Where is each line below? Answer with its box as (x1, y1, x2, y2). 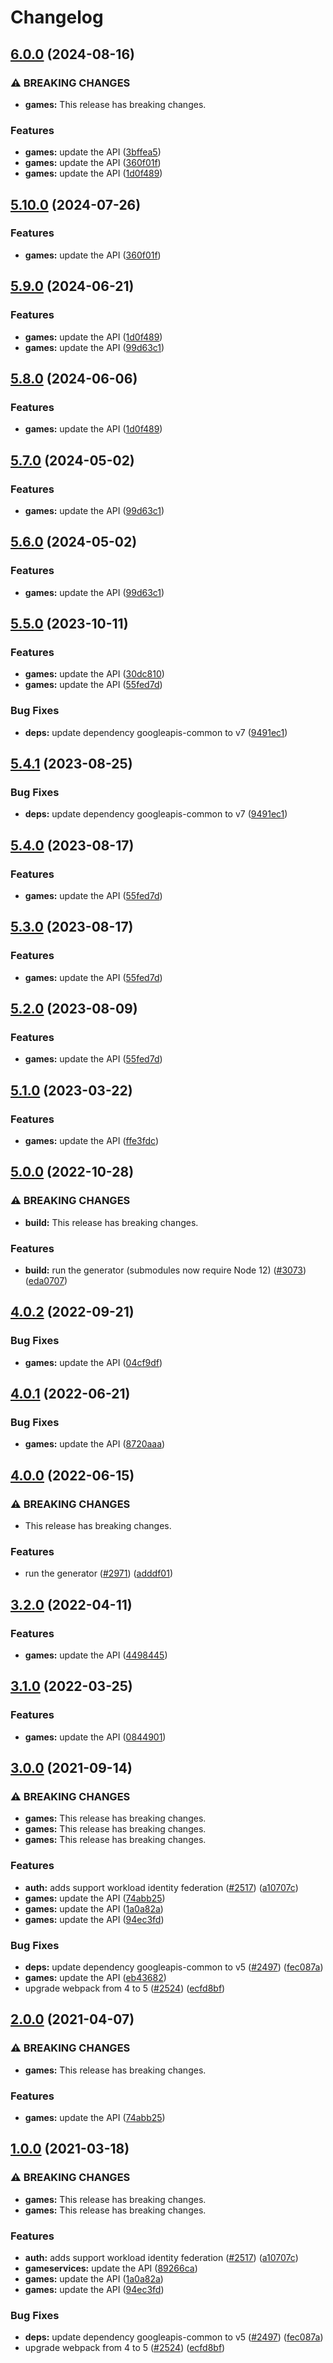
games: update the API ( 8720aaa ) (24, 1438, 166, 1450)
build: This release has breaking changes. (24, 1216, 199, 1228)
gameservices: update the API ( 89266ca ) (24, 2262, 198, 2274)
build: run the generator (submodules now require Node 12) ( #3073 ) (24, 1264, 307, 1276)
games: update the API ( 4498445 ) (24, 1649, 168, 1661)
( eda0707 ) (24, 1275, 68, 1287)
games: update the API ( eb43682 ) (24, 1972, 167, 1984)
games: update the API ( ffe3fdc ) (24, 1135, 160, 1147)
